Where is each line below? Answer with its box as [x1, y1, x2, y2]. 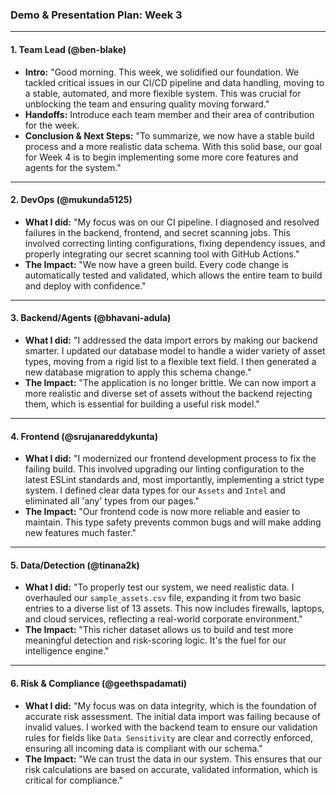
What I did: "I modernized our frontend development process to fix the [24, 453, 317, 465]
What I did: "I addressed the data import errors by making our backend [24, 334, 318, 346]
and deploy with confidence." [24, 279, 147, 292]
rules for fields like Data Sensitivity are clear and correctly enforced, [24, 731, 314, 743]
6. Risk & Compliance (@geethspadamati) [10, 677, 187, 689]
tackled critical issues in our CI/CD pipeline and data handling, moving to [24, 76, 325, 88]
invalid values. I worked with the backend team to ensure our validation [24, 721, 318, 733]
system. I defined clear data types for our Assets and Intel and [24, 484, 286, 497]
